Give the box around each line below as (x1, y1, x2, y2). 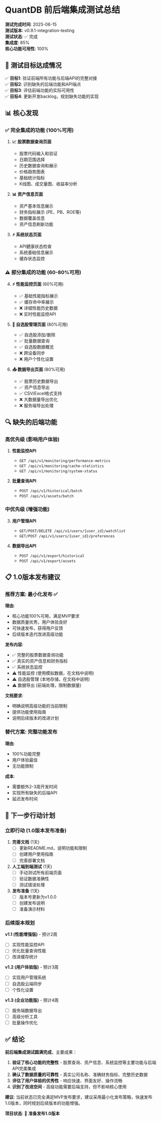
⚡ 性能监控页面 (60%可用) (12, 281, 64, 287)
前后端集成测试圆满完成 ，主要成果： (5, 1049, 77, 1055)
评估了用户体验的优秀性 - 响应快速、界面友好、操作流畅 (12, 1077, 123, 1084)
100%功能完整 (12, 751, 41, 757)
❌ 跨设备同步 (19, 350, 45, 356)
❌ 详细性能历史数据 (19, 305, 58, 311)
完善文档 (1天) (12, 839, 40, 845)
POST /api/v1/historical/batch (19, 489, 83, 494)
